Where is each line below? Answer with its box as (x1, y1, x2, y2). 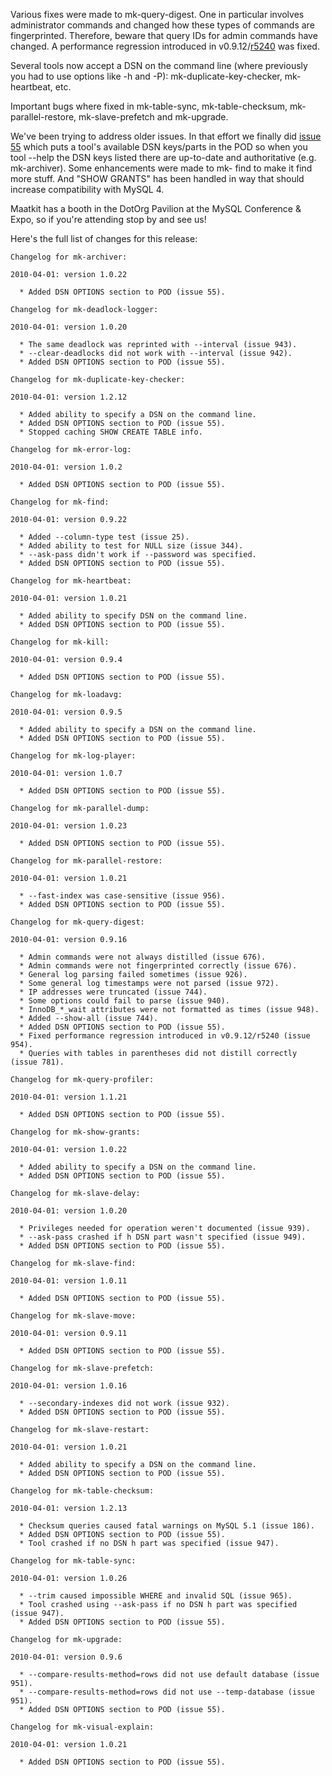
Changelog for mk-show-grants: (10, 1127, 141, 1137)
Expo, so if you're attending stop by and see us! (10, 214, 207, 225)
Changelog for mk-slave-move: (10, 1311, 137, 1321)
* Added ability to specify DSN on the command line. (19, 611, 248, 621)
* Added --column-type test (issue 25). (19, 532, 190, 542)
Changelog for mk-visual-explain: (10, 1722, 155, 1732)
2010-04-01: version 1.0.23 (10, 821, 128, 831)
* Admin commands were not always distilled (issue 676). (19, 952, 267, 962)
